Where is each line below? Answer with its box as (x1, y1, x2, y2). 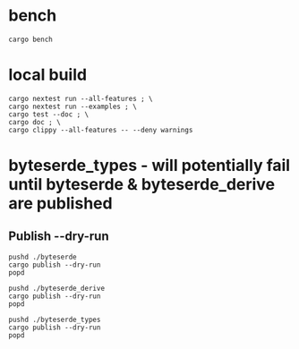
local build (8, 64, 87, 85)
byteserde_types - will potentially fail (8, 156, 291, 175)
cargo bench (8, 35, 53, 44)
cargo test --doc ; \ (8, 109, 90, 119)
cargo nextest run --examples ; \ (8, 102, 138, 111)
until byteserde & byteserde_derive (8, 174, 275, 195)
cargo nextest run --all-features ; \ (8, 94, 153, 103)
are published (8, 193, 113, 214)
